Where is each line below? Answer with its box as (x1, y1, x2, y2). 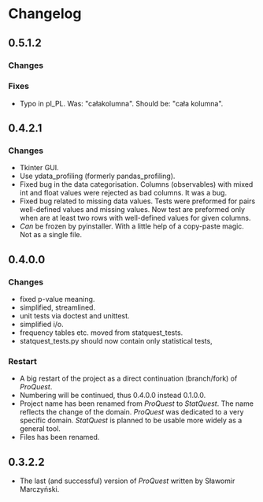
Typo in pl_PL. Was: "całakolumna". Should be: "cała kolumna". (19, 99, 224, 108)
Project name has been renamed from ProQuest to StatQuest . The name (19, 399, 254, 408)
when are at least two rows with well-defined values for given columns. (19, 214, 251, 223)
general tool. (19, 424, 61, 433)
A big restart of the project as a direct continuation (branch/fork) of (19, 374, 238, 383)
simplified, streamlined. (19, 303, 96, 312)
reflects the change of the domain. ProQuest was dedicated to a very (19, 407, 244, 417)
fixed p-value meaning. (19, 295, 95, 304)
